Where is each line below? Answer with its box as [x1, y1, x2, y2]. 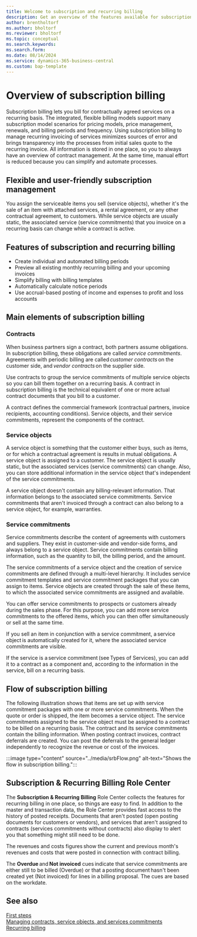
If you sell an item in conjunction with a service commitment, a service [6, 630, 176, 637]
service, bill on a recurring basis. [6, 667, 85, 674]
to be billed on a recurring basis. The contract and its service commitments [6, 725, 188, 732]
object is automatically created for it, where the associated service [6, 637, 167, 644]
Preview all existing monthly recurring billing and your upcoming [14, 264, 170, 271]
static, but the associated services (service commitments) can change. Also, [6, 463, 191, 470]
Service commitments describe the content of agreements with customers [6, 534, 186, 541]
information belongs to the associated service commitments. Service [6, 493, 172, 500]
